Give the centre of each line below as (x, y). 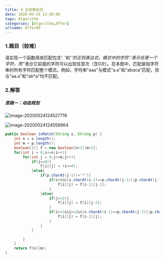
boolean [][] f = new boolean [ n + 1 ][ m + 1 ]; (56, 148)
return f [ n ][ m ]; (31, 248)
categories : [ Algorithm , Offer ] (37, 23)
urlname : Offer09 (23, 28)
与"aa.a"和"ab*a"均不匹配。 (33, 76)
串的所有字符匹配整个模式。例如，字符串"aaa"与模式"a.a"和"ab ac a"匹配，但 (82, 70)
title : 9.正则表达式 (24, 10)
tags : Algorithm (22, 19)
